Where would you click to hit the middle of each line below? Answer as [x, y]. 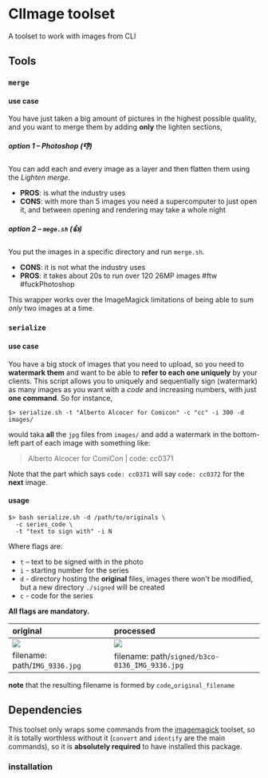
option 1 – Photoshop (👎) [50, 146]
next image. [28, 482]
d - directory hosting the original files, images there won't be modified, [136, 578]
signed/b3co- [195, 657]
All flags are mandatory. [49, 611]
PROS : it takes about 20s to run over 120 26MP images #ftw [118, 276]
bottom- [246, 434]
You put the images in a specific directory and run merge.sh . [106, 252]
